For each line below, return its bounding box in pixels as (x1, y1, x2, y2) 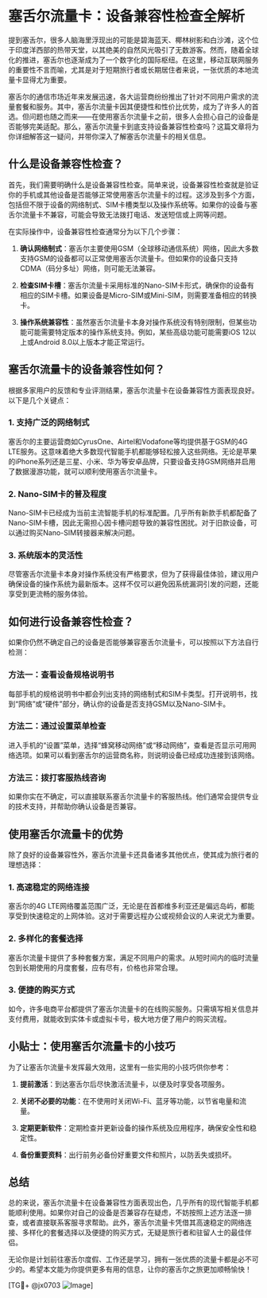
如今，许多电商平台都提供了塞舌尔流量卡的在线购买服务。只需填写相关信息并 (8, 1004, 259, 1014)
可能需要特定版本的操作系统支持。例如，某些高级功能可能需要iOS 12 (26, 327, 250, 337)
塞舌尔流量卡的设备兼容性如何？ (8, 363, 165, 377)
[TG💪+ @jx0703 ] (8, 1280, 94, 1290)
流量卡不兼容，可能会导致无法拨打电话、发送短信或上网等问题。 (21, 209, 231, 219)
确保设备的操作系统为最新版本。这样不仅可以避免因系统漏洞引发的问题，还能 (8, 579, 259, 589)
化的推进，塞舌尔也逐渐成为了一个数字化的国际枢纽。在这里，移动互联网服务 (8, 55, 259, 65)
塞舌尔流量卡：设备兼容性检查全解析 (8, 7, 246, 25)
